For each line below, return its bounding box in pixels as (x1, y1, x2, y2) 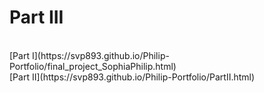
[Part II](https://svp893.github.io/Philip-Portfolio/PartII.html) (9, 71, 256, 83)
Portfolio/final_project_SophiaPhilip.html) (9, 60, 177, 72)
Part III (9, 6, 64, 29)
